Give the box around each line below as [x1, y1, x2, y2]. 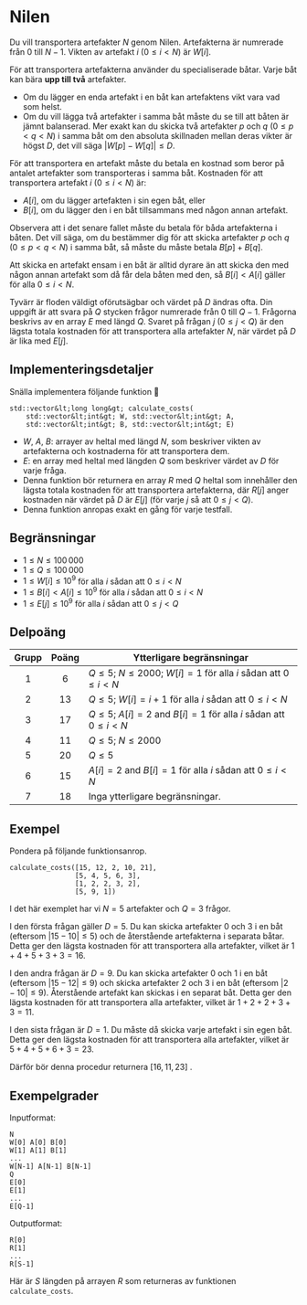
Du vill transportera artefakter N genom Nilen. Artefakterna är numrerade [9, 37, 284, 48]
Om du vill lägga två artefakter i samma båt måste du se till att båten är [22, 111, 290, 122]
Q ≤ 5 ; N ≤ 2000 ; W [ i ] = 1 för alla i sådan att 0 [88, 667, 290, 680]
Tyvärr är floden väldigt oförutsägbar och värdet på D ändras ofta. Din [9, 296, 273, 307]
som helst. [22, 101, 62, 111]
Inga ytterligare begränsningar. [88, 790, 221, 803]
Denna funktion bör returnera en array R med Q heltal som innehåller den [22, 474, 298, 485]
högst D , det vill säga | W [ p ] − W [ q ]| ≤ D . [22, 140, 175, 151]
